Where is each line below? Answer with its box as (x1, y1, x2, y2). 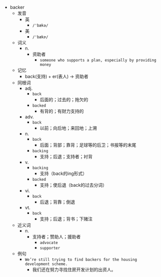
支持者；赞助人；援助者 (32, 234, 81, 239)
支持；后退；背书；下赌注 (39, 216, 92, 222)
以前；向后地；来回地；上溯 (39, 125, 97, 131)
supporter (39, 245, 60, 250)
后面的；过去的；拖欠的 (39, 97, 88, 102)
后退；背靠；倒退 (39, 199, 75, 205)
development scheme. (24, 261, 68, 266)
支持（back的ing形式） (39, 170, 87, 176)
